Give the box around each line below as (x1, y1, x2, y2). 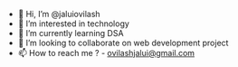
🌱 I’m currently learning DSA (17, 28, 124, 38)
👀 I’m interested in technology (17, 18, 129, 29)
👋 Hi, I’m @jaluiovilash (17, 9, 101, 19)
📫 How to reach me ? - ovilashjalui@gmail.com (17, 48, 195, 58)
